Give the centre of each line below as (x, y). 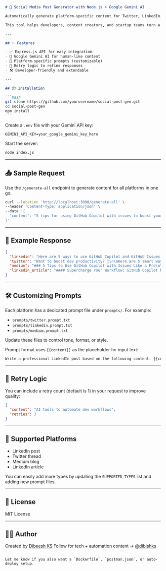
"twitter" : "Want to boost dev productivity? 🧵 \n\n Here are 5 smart (82, 261)
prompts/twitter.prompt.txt (41, 320)
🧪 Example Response (38, 241)
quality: (13, 396)
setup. (27, 564)
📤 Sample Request (35, 173)
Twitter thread (26, 456)
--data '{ (15, 211)
